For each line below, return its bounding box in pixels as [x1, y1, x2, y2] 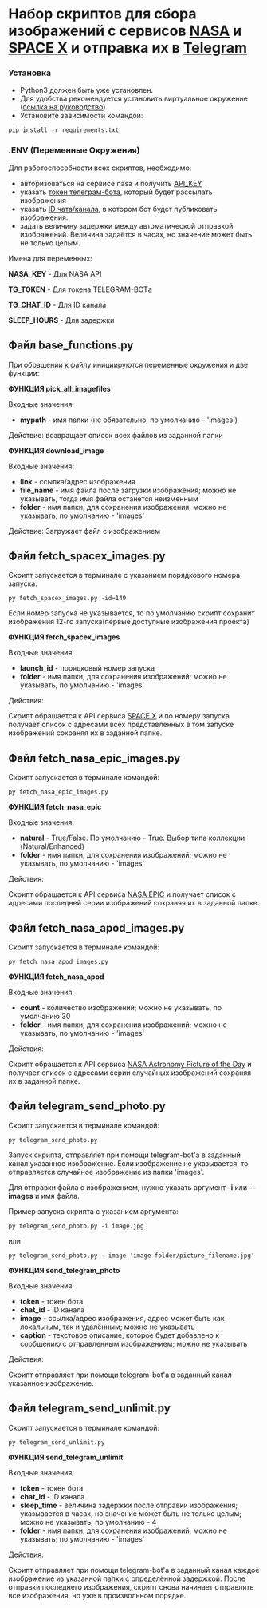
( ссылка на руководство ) [19, 102, 106, 112]
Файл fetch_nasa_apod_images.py [8, 921, 185, 935]
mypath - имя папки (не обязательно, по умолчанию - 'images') [19, 415, 238, 424]
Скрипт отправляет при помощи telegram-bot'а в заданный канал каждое [8, 1565, 260, 1574]
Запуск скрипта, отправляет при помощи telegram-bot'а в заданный [8, 1150, 241, 1160]
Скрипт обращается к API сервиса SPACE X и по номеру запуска [8, 711, 230, 721]
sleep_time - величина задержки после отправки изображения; [19, 1500, 238, 1510]
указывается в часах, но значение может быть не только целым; [19, 1508, 241, 1518]
